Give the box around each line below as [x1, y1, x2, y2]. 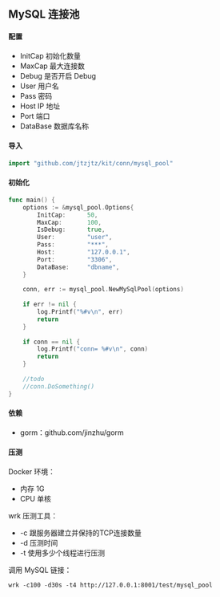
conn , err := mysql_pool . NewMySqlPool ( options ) [22, 286, 184, 294]
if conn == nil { [22, 338, 81, 346]
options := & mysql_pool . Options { [22, 203, 134, 211]
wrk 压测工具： [8, 510, 58, 520]
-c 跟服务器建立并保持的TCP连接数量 [19, 528, 142, 538]
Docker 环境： [8, 466, 56, 476]
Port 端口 [19, 111, 50, 120]
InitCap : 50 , [37, 211, 98, 219]
